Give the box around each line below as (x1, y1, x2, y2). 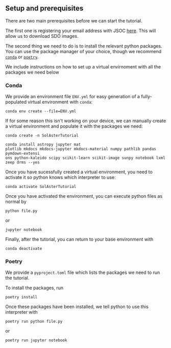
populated (5, 99, 27, 105)
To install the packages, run (5, 285, 64, 291)
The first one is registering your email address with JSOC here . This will (5, 28, 156, 34)
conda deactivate (5, 246, 42, 251)
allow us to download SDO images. (5, 33, 79, 39)
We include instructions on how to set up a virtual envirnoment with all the (5, 63, 161, 69)
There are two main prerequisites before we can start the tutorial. (5, 17, 142, 24)
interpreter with (5, 309, 38, 315)
